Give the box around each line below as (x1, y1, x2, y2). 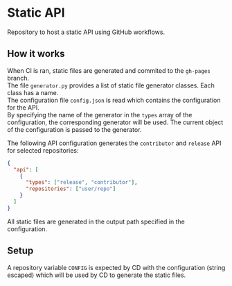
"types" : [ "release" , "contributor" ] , (25, 179, 138, 186)
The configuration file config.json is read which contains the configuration (7, 96, 221, 104)
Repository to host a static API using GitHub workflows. (7, 28, 165, 36)
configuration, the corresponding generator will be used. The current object (7, 118, 224, 126)
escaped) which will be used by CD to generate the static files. (7, 271, 186, 279)
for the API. (7, 103, 39, 112)
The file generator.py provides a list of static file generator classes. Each (7, 81, 215, 90)
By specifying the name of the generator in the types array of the (7, 110, 193, 119)
